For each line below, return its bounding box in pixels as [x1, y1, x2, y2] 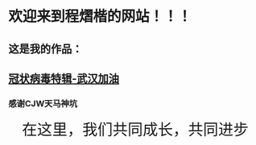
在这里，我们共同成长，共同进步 [22, 120, 249, 139]
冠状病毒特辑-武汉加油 [8, 72, 119, 85]
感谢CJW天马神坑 [8, 97, 78, 109]
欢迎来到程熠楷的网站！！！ [8, 7, 192, 26]
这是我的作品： [8, 42, 83, 56]
